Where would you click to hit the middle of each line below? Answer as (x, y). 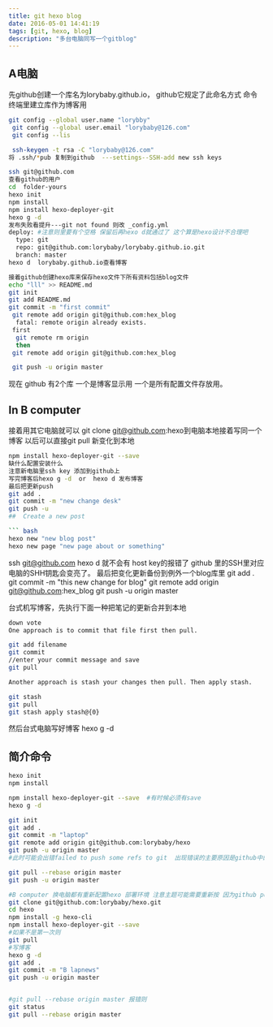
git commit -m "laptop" (49, 835)
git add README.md (39, 300)
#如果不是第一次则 (35, 933)
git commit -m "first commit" (60, 308)
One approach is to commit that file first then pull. (103, 630)
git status (27, 1008)
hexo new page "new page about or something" (87, 546)
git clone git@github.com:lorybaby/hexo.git (85, 902)
